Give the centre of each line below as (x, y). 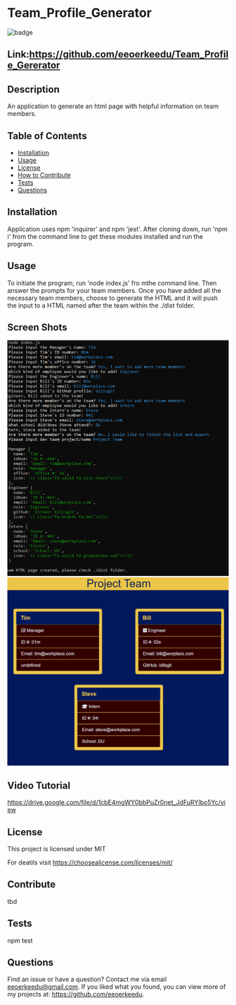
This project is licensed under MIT (57, 849)
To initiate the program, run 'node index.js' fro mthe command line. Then (112, 283)
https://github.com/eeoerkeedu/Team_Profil (129, 54)
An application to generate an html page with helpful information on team (113, 106)
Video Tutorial (39, 786)
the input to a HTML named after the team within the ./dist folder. (101, 305)
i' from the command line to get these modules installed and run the (105, 236)
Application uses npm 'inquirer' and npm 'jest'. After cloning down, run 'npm (118, 229)
